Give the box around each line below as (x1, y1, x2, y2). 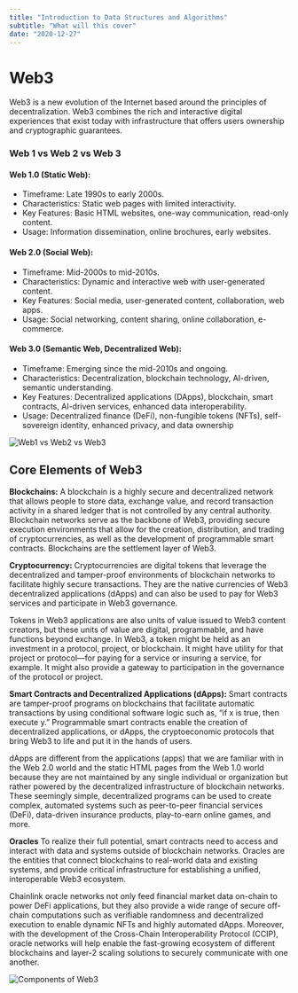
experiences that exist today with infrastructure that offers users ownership (9, 116, 286, 127)
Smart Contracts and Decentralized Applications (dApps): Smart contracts (9, 688, 288, 699)
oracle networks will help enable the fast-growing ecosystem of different (9, 937, 276, 949)
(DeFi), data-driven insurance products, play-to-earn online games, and (9, 809, 271, 820)
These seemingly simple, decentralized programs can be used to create (9, 790, 272, 801)
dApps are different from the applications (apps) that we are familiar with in (9, 753, 284, 763)
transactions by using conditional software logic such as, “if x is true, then (9, 707, 279, 718)
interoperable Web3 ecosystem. (9, 873, 127, 884)
